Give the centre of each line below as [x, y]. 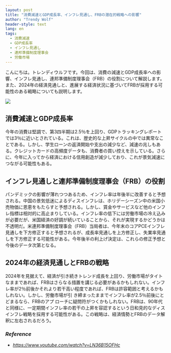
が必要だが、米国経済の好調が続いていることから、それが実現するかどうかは [85, 220]
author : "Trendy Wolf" [29, 19]
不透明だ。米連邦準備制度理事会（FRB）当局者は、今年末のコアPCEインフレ [85, 226]
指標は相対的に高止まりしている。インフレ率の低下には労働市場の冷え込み [88, 213]
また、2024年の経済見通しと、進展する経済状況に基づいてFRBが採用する [82, 85]
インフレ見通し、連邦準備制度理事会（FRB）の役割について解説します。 [89, 79]
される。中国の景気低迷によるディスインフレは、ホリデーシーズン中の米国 [83, 201]
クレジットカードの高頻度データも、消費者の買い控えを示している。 [85, 151]
